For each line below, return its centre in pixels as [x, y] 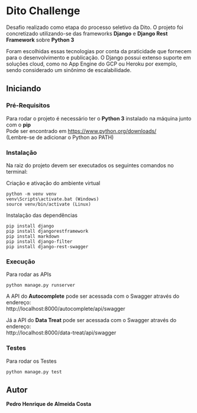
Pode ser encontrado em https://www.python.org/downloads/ [81, 131]
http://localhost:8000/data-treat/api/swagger [61, 333]
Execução [21, 261]
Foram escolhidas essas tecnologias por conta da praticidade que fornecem [99, 51]
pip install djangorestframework [47, 231]
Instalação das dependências [42, 215]
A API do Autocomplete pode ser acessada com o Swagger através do [93, 296]
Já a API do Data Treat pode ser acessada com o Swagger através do [91, 320]
